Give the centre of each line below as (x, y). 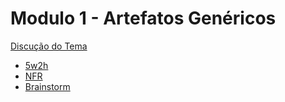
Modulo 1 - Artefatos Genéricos (143, 18)
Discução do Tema (49, 46)
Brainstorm (47, 86)
